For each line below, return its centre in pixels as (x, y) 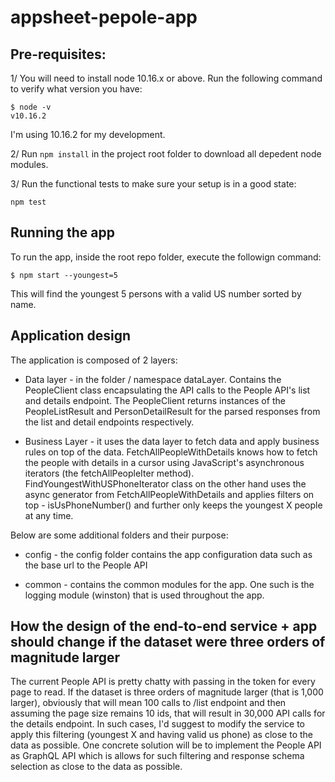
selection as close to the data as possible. (96, 767)
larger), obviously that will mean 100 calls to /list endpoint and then (148, 703)
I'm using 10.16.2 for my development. (88, 134)
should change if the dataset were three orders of (168, 642)
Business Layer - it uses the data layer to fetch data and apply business (172, 441)
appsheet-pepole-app (104, 17)
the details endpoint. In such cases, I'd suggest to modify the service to (158, 724)
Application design (71, 336)
